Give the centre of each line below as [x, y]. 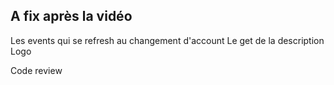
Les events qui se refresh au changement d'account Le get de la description [167, 40]
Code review [36, 70]
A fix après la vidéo [71, 16]
